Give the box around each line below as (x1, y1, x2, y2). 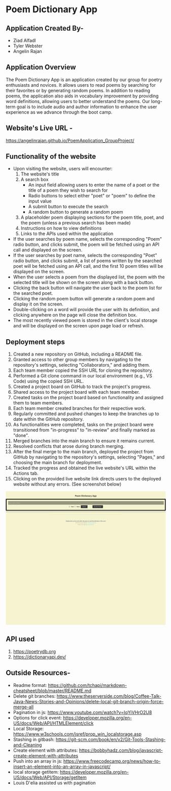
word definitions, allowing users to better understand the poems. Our (6, 98, 150, 104)
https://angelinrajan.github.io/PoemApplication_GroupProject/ (6, 137, 134, 143)
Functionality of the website (6, 152, 96, 161)
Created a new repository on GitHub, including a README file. (13, 351, 143, 358)
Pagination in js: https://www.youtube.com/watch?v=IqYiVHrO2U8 (13, 709, 152, 715)
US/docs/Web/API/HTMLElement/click (13, 720, 94, 726)
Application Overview (6, 63, 76, 72)
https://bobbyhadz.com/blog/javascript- (79, 747, 163, 753)
